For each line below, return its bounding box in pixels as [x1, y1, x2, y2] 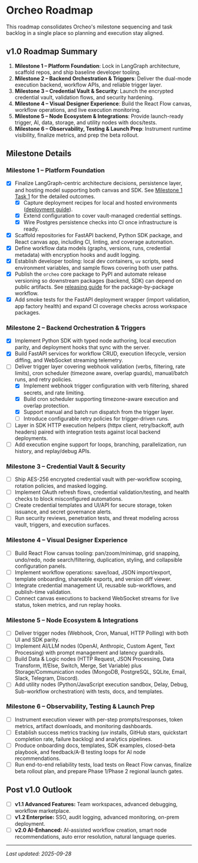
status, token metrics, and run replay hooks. [14, 601, 122, 608]
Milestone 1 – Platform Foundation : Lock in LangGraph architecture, [14, 62, 181, 69]
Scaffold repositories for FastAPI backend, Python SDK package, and [14, 231, 183, 238]
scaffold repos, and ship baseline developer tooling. [14, 69, 141, 76]
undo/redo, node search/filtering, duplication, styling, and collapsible [14, 556, 183, 563]
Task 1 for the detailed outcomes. [14, 193, 95, 200]
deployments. [14, 434, 48, 441]
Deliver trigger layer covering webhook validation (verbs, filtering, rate [14, 363, 186, 370]
